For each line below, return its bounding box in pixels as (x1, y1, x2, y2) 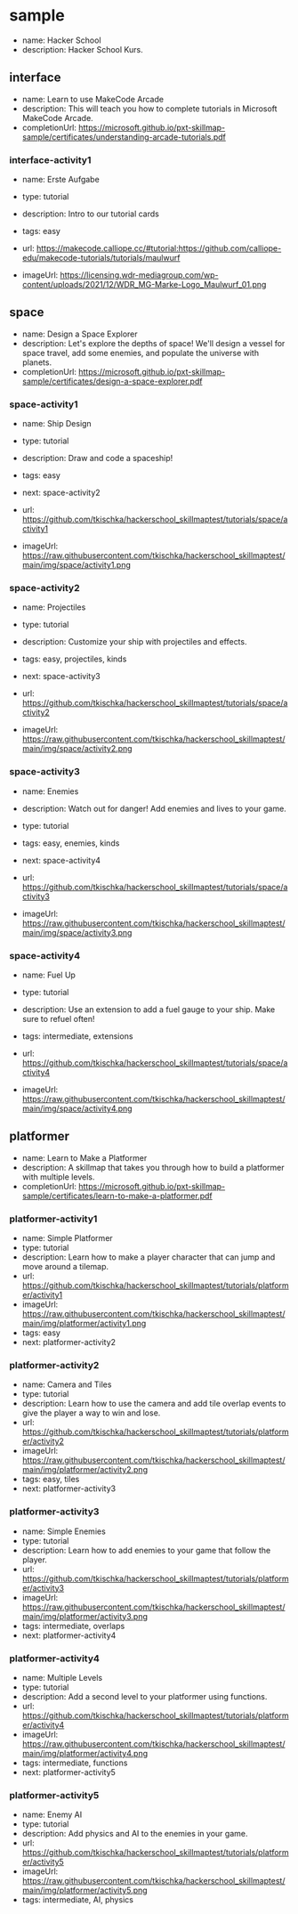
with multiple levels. (21, 1172, 95, 1182)
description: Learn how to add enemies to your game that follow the (21, 1545, 271, 1555)
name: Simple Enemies (21, 1526, 107, 1537)
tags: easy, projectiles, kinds (21, 653, 127, 664)
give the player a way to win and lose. (21, 1407, 161, 1418)
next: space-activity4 (21, 855, 101, 865)
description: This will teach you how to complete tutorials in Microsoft (21, 103, 278, 114)
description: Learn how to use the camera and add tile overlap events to (21, 1399, 286, 1409)
